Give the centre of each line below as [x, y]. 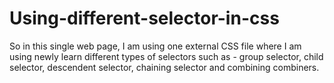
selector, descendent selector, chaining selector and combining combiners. [164, 67]
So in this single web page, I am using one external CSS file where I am [155, 46]
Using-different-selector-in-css [144, 18]
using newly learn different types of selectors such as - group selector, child [166, 56]
